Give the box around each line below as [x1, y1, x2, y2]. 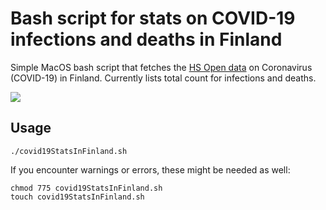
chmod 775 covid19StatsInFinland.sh [10, 183, 163, 193]
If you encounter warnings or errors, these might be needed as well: [10, 163, 291, 176]
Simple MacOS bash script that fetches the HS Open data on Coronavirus [10, 61, 313, 73]
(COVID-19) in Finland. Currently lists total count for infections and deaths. [10, 72, 317, 84]
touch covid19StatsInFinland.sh [10, 192, 145, 202]
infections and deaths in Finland [10, 28, 283, 51]
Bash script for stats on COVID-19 [10, 7, 296, 30]
